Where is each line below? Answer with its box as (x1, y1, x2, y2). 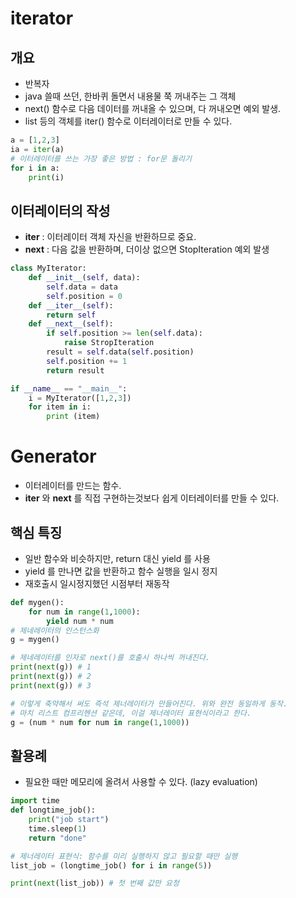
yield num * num (46, 616, 114, 626)
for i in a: (10, 163, 60, 173)
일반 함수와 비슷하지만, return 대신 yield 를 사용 (24, 552, 211, 564)
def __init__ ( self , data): (28, 273, 141, 283)
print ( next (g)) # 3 (10, 680, 92, 691)
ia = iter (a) (10, 144, 65, 154)
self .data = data (46, 282, 118, 292)
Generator (10, 445, 97, 468)
